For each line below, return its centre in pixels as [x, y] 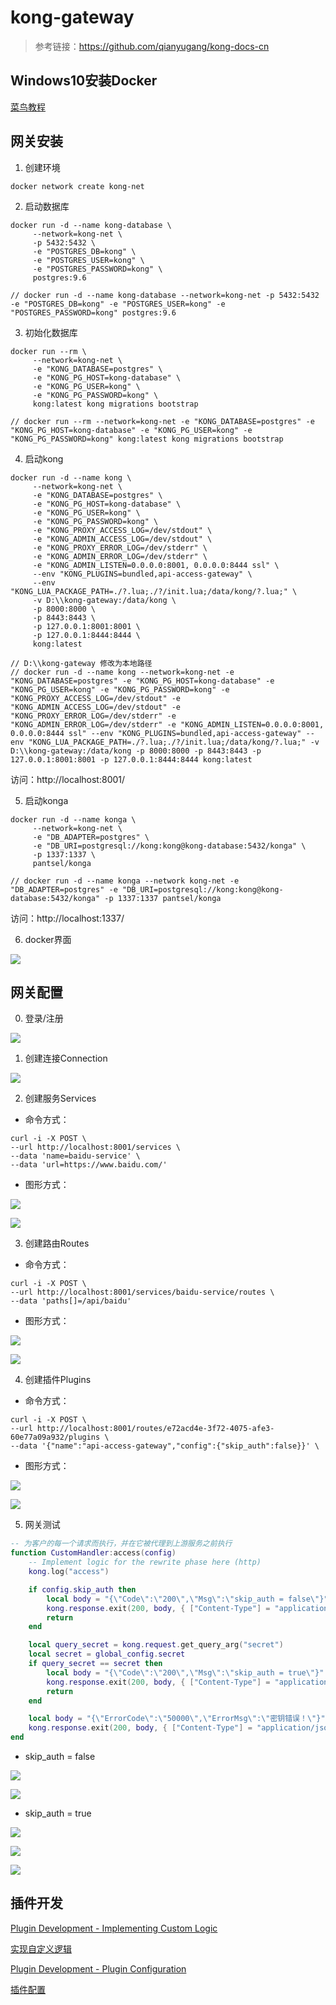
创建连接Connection [66, 1058]
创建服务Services [60, 1098]
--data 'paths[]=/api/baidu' [71, 1301]
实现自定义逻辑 [41, 1948]
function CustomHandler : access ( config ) [93, 1553]
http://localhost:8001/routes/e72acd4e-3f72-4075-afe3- [155, 1429]
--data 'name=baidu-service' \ [75, 1156]
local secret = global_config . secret [107, 1654]
